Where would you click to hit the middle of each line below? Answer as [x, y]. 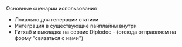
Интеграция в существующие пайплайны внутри [75, 26]
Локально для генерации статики [56, 19]
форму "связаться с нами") [49, 38]
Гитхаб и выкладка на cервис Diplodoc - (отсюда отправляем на [95, 32]
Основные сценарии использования [51, 8]
